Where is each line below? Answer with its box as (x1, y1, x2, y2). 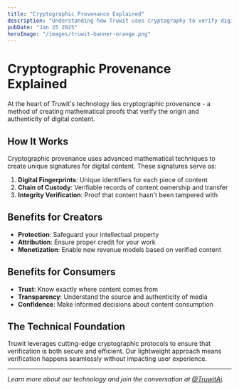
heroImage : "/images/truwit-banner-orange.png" (7, 30, 152, 38)
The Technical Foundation (7, 321, 126, 333)
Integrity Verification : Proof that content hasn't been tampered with (17, 191, 218, 199)
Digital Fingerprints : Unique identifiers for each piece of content (17, 176, 208, 184)
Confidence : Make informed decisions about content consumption (17, 300, 213, 308)
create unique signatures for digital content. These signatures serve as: (7, 162, 217, 170)
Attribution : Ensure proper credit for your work (17, 238, 156, 246)
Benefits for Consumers (7, 266, 116, 278)
